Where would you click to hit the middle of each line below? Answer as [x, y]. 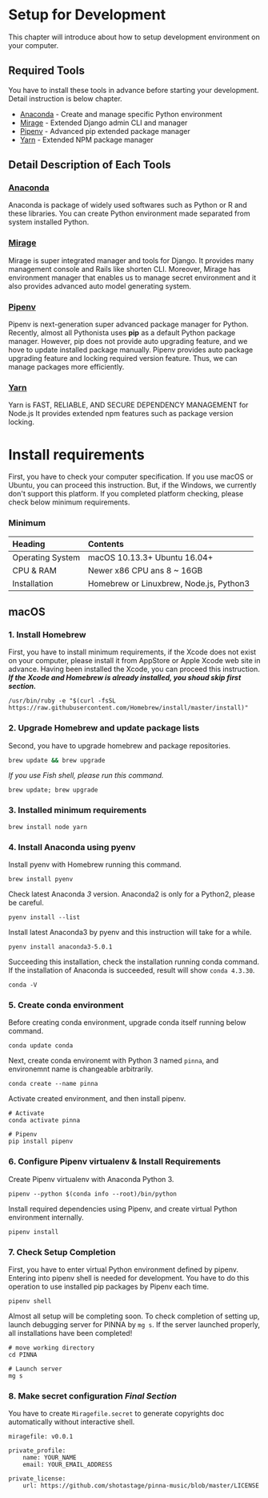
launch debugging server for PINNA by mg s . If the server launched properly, [134, 1324]
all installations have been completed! [70, 1333]
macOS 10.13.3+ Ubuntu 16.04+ [150, 557]
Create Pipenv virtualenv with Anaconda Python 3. [91, 1179]
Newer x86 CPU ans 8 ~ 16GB [145, 570]
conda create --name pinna [53, 1084]
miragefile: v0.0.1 [41, 1437]
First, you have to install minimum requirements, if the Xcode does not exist [132, 652]
